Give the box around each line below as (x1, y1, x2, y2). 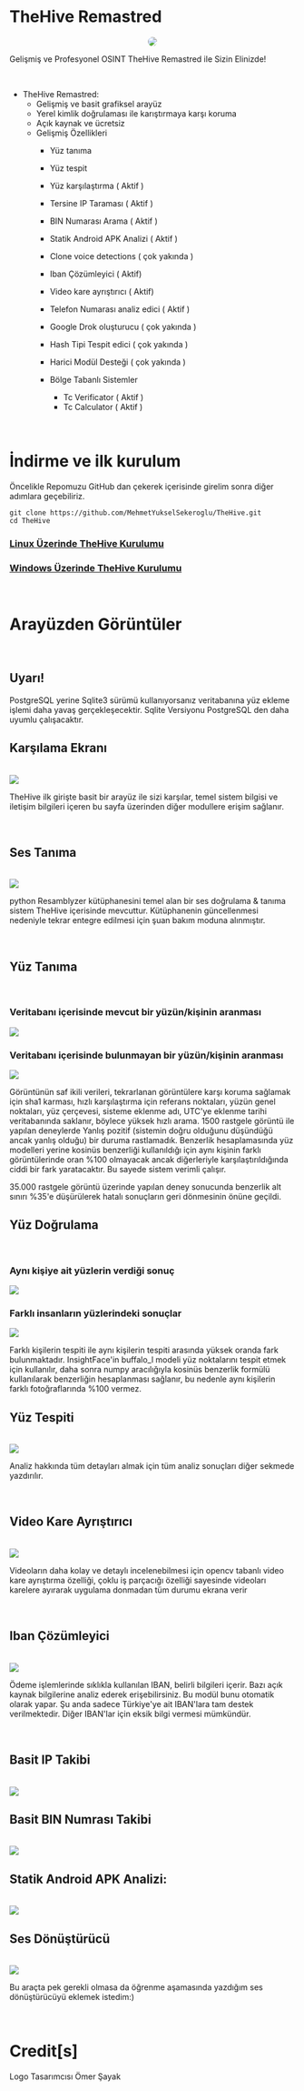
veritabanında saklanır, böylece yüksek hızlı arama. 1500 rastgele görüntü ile (9, 1115, 295, 1126)
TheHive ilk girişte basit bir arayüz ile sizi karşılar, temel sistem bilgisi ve (9, 791, 279, 802)
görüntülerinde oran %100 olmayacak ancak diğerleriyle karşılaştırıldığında (9, 1153, 289, 1165)
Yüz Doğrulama (9, 1217, 99, 1233)
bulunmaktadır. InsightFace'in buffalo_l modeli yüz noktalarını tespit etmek (9, 1354, 287, 1365)
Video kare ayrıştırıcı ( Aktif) (49, 286, 154, 297)
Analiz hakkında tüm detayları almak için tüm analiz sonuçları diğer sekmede (9, 1461, 295, 1472)
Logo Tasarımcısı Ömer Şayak (9, 2071, 121, 2082)
